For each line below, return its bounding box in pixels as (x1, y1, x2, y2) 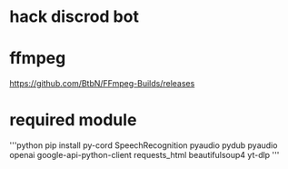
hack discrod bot (9, 6, 139, 27)
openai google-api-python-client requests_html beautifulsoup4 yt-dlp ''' (9, 150, 280, 161)
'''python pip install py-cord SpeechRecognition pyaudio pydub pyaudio (9, 140, 278, 151)
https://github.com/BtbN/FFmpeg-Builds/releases (9, 78, 195, 89)
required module (9, 110, 137, 131)
